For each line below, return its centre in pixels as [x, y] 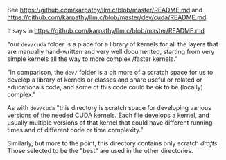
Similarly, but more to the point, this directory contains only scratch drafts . [113, 143]
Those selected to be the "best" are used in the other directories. [100, 151]
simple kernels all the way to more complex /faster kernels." [93, 59]
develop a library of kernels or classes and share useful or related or [105, 80]
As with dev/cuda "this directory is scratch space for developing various [109, 108]
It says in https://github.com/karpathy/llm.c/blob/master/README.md [106, 31]
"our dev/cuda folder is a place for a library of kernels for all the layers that [113, 44]
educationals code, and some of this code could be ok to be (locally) [105, 87]
